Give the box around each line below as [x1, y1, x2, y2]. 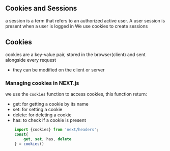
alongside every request [5, 57, 56, 63]
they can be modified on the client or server [12, 66, 105, 73]
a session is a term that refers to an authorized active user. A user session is [5, 17, 165, 23]
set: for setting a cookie [12, 106, 63, 112]
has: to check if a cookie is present [12, 117, 87, 123]
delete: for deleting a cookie [12, 112, 72, 118]
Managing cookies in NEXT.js [5, 79, 79, 86]
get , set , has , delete [23, 136, 72, 142]
